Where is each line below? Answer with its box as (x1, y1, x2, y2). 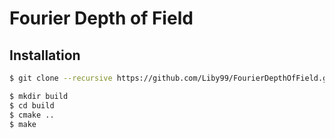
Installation (9, 47, 81, 64)
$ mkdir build (9, 91, 69, 101)
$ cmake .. (9, 110, 55, 120)
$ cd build (9, 100, 55, 111)
